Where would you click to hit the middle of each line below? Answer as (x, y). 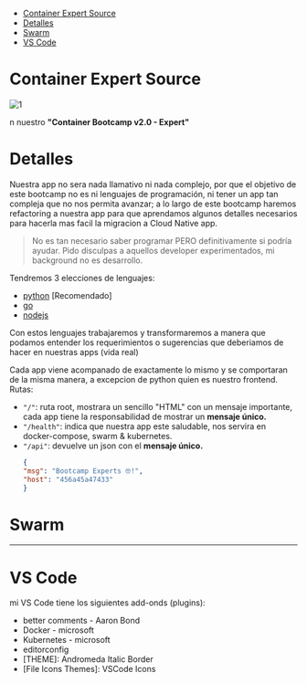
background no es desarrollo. (87, 260)
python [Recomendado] (67, 295)
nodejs (35, 315)
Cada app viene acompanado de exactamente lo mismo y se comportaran (148, 370)
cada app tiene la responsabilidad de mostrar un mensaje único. (144, 416)
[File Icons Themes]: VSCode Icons (89, 669)
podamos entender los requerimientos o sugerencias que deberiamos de (147, 342)
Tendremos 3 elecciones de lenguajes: (82, 278)
